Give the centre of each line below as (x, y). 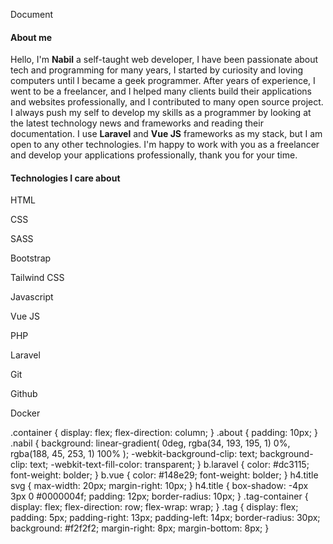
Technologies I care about (65, 178)
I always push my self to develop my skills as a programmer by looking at (161, 113)
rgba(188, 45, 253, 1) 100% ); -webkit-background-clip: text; (134, 454)
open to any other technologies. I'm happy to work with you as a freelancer (165, 145)
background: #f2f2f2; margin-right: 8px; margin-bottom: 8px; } (140, 528)
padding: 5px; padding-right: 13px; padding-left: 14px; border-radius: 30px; (165, 518)
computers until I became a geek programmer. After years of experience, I (163, 81)
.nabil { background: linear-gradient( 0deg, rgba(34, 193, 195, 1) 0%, (150, 443)
